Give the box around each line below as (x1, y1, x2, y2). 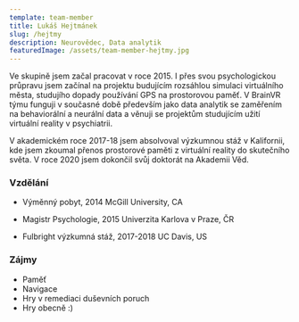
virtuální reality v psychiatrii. (9, 118, 113, 129)
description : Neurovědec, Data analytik (9, 37, 162, 47)
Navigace (21, 283, 58, 294)
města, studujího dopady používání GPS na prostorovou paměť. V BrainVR (9, 90, 281, 101)
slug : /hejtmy (9, 29, 62, 38)
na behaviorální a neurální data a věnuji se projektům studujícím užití (9, 109, 261, 120)
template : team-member (9, 12, 94, 22)
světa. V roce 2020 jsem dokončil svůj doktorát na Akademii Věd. (9, 154, 250, 165)
